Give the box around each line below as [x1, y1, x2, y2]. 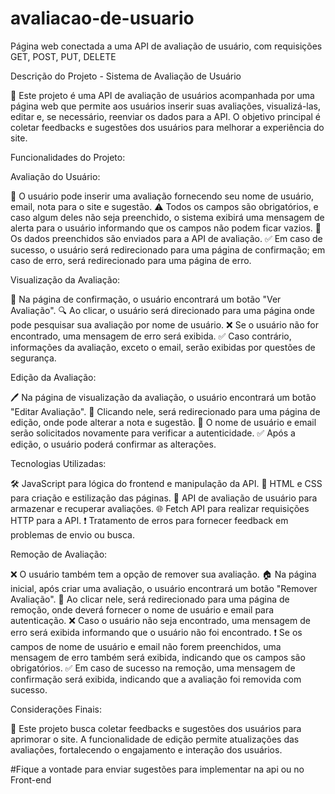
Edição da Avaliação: [10, 371, 97, 383]
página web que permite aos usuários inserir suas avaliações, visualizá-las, [10, 100, 322, 112]
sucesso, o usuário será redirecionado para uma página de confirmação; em [10, 243, 326, 256]
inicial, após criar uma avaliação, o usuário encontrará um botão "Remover [10, 582, 318, 594]
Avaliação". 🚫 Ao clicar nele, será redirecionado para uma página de [10, 593, 290, 605]
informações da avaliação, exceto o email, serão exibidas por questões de [10, 341, 316, 353]
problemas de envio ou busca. [10, 528, 135, 541]
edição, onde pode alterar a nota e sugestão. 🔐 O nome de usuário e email [10, 416, 317, 428]
